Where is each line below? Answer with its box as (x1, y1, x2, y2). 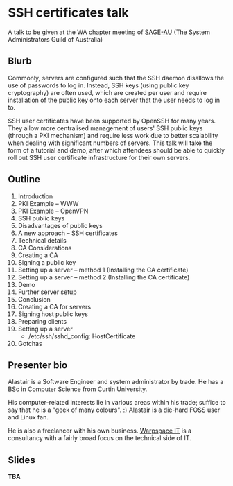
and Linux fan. (8, 413, 49, 422)
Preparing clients (17, 317, 67, 325)
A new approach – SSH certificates (17, 229, 119, 237)
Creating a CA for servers (17, 302, 92, 311)
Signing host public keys (17, 310, 89, 318)
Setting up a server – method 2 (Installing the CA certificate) (17, 272, 190, 281)
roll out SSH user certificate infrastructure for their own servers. (8, 153, 191, 162)
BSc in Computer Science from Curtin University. (8, 385, 148, 393)
